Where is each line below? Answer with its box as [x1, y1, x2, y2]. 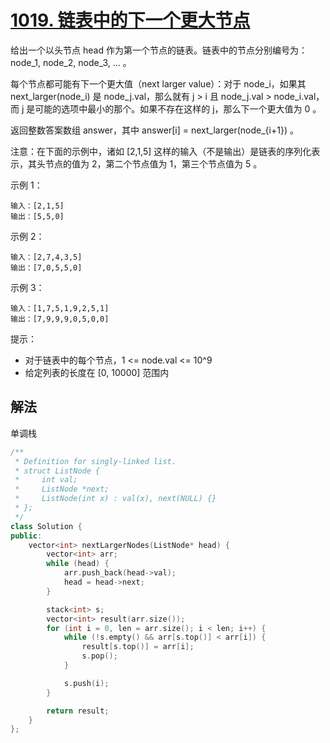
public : [10, 531, 43, 541]
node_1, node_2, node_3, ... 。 [10, 56, 132, 68]
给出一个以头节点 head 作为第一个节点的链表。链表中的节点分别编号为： [10, 44, 308, 56]
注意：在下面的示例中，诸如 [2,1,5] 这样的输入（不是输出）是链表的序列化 [10, 145, 312, 157]
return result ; [46, 706, 110, 716]
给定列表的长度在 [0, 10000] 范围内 [24, 366, 170, 378]
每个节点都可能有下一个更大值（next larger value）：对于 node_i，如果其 [10, 77, 307, 90]
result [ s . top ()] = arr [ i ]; [81, 642, 195, 652]
